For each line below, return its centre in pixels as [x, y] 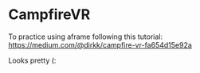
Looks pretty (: [32, 60]
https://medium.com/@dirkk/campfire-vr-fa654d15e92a [100, 44]
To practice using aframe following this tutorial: [86, 36]
